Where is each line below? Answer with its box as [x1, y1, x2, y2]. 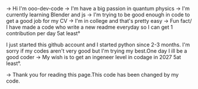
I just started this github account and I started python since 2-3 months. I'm [6, 41, 190, 48]
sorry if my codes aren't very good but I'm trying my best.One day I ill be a [6, 47, 187, 54]
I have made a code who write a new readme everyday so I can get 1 [6, 23, 173, 30]
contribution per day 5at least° [6, 30, 81, 37]
